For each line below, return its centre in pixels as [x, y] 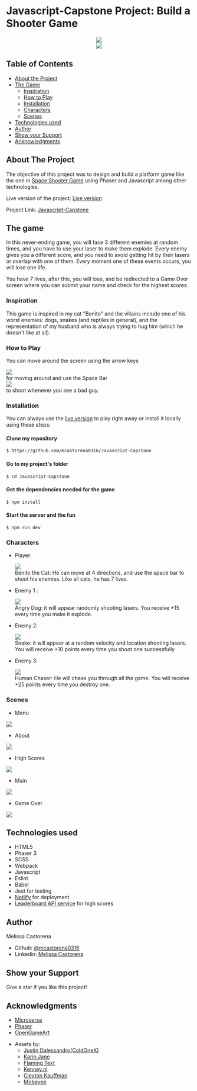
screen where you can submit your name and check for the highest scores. [97, 285]
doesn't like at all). [28, 332]
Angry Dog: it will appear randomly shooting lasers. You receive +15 [97, 608]
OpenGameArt [32, 1032]
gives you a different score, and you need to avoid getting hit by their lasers [98, 255]
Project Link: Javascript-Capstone [47, 210]
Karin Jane [37, 1056]
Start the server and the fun [41, 515]
